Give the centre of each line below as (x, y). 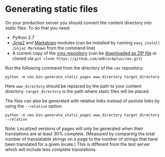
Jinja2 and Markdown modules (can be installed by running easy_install (86, 42)
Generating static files (51, 9)
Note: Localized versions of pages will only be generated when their (74, 128)
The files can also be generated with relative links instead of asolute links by (82, 101)
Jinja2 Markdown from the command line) (54, 48)
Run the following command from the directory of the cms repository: (74, 68)
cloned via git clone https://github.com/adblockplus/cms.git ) (77, 58)
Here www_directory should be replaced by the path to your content (73, 86)
